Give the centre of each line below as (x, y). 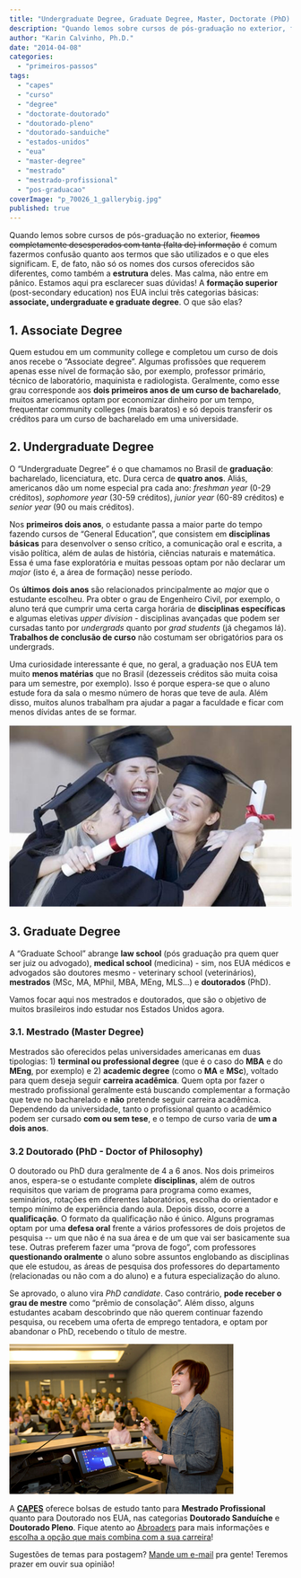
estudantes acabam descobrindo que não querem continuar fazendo (136, 1313)
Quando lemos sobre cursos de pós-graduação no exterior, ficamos (135, 235)
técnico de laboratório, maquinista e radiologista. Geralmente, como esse (145, 380)
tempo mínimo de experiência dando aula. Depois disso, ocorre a (129, 1210)
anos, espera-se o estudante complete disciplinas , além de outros (132, 1181)
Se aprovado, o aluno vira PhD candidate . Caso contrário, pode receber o (146, 1293)
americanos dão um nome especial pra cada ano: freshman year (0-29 (140, 488)
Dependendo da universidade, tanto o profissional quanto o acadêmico (140, 1109)
